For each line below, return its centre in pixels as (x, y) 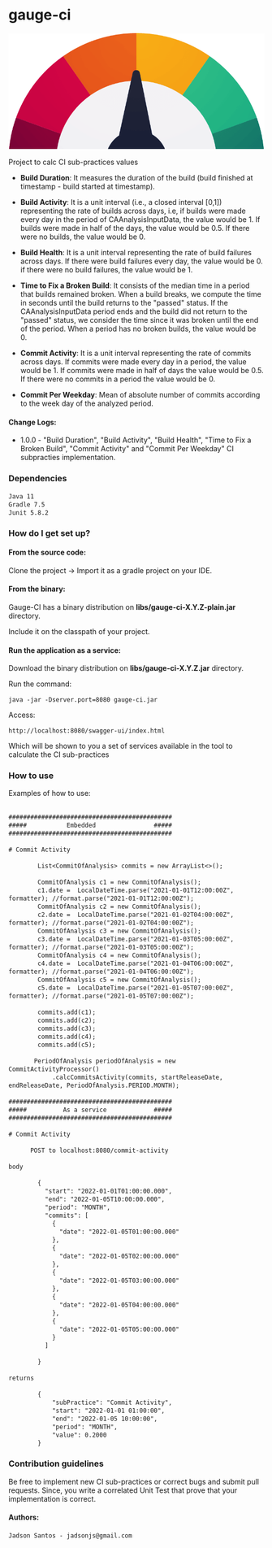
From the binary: (37, 589)
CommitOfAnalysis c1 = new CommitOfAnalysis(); (119, 883)
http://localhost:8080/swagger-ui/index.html (86, 731)
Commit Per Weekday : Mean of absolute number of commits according (140, 395)
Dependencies (38, 479)
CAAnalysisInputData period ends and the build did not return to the (134, 311)
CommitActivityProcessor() (54, 1070)
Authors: (24, 1517)
